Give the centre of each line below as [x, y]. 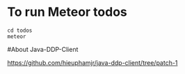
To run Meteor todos [67, 12]
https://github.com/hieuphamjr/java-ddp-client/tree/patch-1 [92, 62]
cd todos [20, 30]
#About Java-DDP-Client [43, 49]
